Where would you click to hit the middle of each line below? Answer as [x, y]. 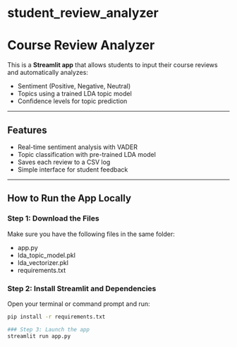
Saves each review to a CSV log [64, 162]
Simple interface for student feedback [73, 169]
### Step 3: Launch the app [49, 329]
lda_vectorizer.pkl [43, 262]
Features [27, 130]
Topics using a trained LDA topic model [74, 94]
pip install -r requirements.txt [56, 317]
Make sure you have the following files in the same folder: [91, 234]
